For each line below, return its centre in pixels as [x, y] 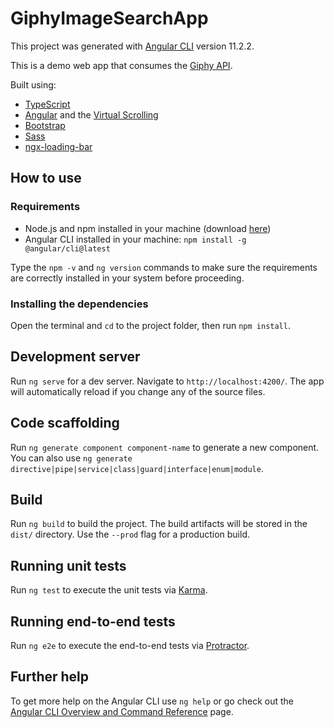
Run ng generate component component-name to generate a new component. [165, 447]
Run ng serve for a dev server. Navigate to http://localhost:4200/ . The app [167, 381]
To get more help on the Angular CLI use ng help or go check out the [152, 701]
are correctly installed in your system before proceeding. [127, 278]
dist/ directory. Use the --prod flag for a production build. [130, 534]
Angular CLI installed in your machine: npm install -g [135, 239]
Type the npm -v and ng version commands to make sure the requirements [164, 267]
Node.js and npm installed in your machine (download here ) [148, 228]
